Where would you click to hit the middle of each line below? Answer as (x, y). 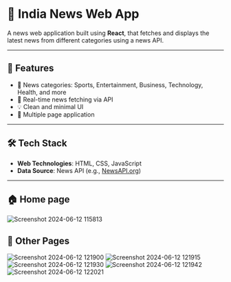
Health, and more (42, 92)
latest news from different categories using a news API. (85, 40)
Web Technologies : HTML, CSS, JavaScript (79, 163)
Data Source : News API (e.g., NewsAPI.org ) (79, 170)
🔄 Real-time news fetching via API (65, 99)
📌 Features (31, 68)
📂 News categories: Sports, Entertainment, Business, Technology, (110, 84)
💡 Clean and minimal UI (50, 106)
